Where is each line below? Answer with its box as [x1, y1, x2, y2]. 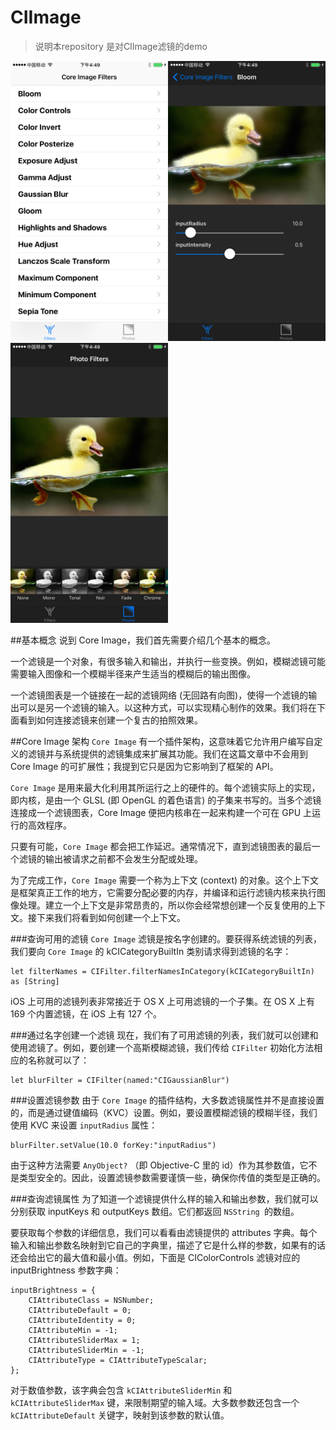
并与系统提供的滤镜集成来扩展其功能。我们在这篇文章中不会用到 [44, 747, 308, 760]
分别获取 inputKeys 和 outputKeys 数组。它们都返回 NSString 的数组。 [10, 1205, 300, 1217]
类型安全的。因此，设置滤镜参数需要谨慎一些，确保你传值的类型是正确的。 [18, 1171, 326, 1183]
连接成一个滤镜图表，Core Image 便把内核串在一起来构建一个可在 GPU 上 [10, 806, 313, 818]
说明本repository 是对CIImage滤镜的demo [34, 40, 208, 52]
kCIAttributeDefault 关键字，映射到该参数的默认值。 [10, 1409, 230, 1421]
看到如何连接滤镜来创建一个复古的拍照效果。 [18, 714, 203, 726]
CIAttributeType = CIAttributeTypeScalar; [28, 1355, 208, 1365]
